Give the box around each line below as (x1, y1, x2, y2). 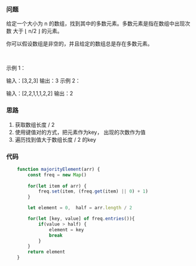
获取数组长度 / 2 (14, 121, 55, 128)
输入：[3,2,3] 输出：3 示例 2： (6, 77, 81, 84)
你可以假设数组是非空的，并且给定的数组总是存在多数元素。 (6, 40, 153, 47)
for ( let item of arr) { (27, 183, 87, 189)
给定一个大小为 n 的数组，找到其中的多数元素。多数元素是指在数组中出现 (6, 20, 185, 27)
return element (27, 249, 66, 255)
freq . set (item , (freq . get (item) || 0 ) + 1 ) (38, 188, 148, 195)
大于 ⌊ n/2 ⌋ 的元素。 (13, 27, 63, 35)
